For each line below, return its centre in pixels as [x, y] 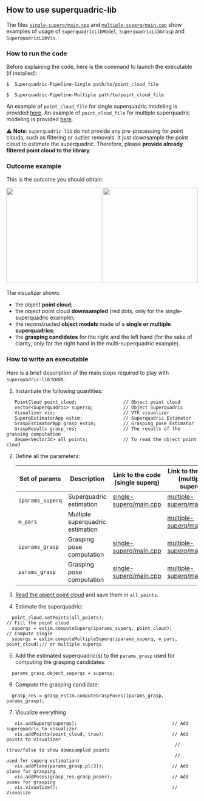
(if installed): [22, 73]
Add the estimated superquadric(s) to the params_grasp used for [95, 655]
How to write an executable [47, 359]
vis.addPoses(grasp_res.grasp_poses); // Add [101, 777]
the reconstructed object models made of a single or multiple [93, 324]
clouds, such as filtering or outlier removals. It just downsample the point [97, 138]
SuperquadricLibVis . [32, 37]
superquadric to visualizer [42, 729]
